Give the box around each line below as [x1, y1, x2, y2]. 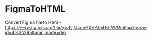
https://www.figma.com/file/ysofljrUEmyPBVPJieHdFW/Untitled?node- [5, 24, 148, 30]
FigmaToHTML [5, 3, 65, 14]
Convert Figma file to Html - [5, 19, 61, 25]
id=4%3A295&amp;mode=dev [5, 29, 67, 35]
